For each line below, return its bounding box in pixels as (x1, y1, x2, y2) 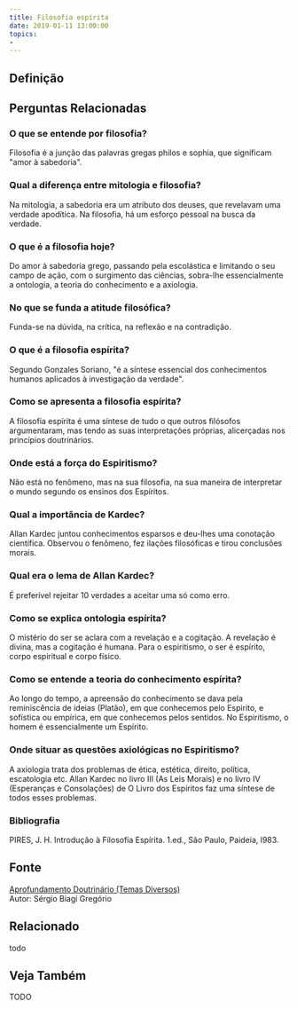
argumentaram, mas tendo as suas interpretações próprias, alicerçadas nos (9, 425, 285, 436)
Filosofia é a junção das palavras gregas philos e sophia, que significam (9, 147, 272, 158)
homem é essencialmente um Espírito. (9, 721, 149, 732)
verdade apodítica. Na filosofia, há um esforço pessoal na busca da (9, 209, 256, 219)
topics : (9, 29, 38, 38)
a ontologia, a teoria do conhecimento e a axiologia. (9, 279, 199, 289)
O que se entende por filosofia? (9, 127, 148, 139)
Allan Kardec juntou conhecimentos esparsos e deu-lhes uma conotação (9, 529, 275, 540)
